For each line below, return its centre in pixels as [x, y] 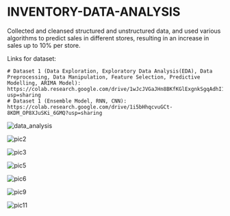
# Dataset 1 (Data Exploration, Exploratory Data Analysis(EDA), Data [110, 71]
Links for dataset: [32, 58]
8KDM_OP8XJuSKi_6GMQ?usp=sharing [55, 113]
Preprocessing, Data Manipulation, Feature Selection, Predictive [104, 77]
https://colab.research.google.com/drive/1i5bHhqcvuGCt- [90, 107]
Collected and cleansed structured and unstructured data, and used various [114, 31]
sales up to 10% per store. [44, 45]
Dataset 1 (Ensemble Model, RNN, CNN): [70, 101]
